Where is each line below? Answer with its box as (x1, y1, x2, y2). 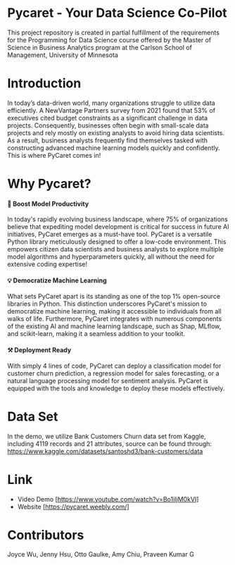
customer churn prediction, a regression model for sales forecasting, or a (7, 368, 220, 378)
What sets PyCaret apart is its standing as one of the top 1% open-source (7, 292, 220, 301)
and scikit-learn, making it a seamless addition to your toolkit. (7, 330, 185, 338)
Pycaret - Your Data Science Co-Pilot (7, 5, 227, 21)
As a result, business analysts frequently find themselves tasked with (7, 136, 208, 144)
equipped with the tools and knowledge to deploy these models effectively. (7, 384, 225, 392)
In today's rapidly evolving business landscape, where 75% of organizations (7, 215, 229, 223)
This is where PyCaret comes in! (7, 151, 101, 159)
